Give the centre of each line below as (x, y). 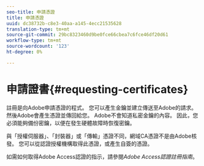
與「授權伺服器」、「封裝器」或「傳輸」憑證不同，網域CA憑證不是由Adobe (99, 136)
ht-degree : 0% (25, 52)
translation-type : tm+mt (38, 29)
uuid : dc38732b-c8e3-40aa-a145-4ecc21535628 (64, 23)
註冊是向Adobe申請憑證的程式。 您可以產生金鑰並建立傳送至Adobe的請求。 (102, 107)
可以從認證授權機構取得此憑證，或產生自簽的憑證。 (88, 143)
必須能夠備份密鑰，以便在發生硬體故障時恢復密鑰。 (71, 123)
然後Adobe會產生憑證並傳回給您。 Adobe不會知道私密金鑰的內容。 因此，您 (102, 115)
